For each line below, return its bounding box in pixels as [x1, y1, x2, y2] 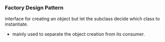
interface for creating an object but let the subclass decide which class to [5, 16, 160, 22]
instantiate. [5, 21, 29, 27]
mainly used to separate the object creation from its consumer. [12, 31, 145, 37]
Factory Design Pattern [5, 4, 64, 11]
